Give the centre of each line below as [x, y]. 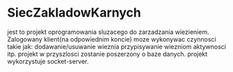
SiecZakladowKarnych [74, 13]
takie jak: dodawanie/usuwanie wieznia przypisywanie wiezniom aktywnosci [116, 46]
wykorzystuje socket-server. [48, 61]
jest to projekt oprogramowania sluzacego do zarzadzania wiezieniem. [109, 32]
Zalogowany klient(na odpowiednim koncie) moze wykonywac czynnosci [112, 39]
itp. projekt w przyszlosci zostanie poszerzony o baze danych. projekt [107, 54]
